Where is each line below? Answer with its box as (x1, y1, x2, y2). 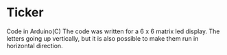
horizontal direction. (6, 41, 63, 50)
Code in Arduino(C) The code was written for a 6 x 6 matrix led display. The (6, 27, 220, 35)
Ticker (6, 5, 44, 20)
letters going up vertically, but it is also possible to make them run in (6, 34, 199, 42)
